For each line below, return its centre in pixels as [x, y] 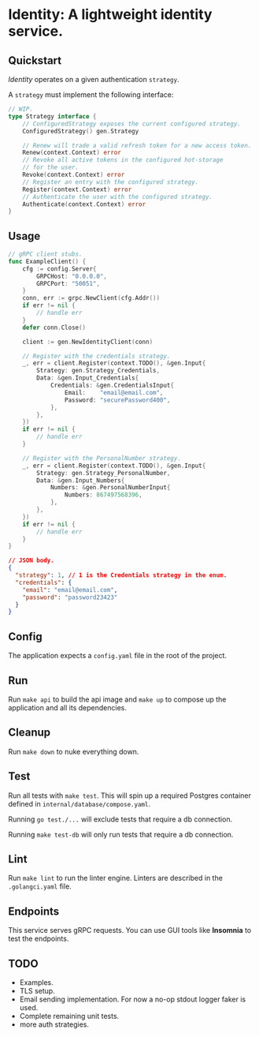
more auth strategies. [54, 1024]
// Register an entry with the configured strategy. [111, 182]
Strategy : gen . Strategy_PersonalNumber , [104, 473]
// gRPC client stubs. [45, 254]
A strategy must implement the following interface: [91, 95]
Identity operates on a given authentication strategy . [94, 79]
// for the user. [51, 167]
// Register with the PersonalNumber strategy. [102, 458]
